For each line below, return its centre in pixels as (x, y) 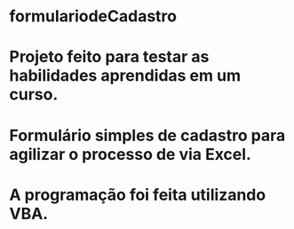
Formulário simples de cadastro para (147, 135)
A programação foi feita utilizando (138, 195)
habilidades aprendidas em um (125, 76)
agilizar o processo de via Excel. (130, 154)
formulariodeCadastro (93, 16)
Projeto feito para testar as (109, 57)
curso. (34, 95)
